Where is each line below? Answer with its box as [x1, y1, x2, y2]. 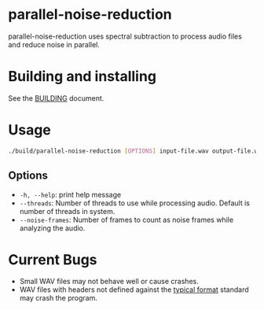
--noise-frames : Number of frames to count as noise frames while [19, 215, 234, 224]
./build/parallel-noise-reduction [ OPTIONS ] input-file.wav [8, 147, 210, 155]
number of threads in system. [19, 206, 115, 216]
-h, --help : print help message [19, 190, 122, 199]
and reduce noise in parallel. [8, 39, 101, 49]
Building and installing [8, 68, 157, 86]
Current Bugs [8, 250, 97, 268]
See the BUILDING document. [8, 93, 104, 103]
